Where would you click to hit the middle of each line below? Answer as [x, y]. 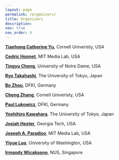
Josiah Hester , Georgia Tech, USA [40, 124]
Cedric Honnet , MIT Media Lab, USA [43, 56]
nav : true [15, 28]
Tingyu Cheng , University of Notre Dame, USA [53, 66]
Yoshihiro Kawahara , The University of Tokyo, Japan [59, 114]
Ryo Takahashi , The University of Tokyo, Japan [54, 76]
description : [19, 24]
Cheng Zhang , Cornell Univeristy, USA [45, 95]
